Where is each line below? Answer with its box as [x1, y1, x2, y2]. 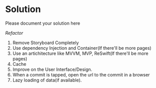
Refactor [5, 30, 24, 36]
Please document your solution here [5, 20, 81, 26]
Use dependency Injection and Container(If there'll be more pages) [12, 45, 152, 51]
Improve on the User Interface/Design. [12, 66, 93, 72]
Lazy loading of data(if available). [12, 77, 82, 83]
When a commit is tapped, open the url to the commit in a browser [12, 71, 150, 77]
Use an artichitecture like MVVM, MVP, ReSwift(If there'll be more [12, 50, 148, 56]
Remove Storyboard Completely [12, 39, 79, 46]
